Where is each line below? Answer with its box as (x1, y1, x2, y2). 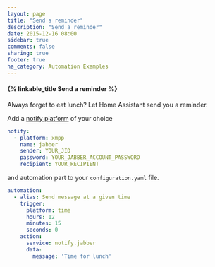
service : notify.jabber (25, 239, 97, 247)
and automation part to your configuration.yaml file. (7, 174, 160, 182)
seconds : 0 (25, 227, 59, 234)
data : (25, 246, 42, 253)
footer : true (7, 57, 46, 64)
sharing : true (7, 50, 49, 57)
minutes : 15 (25, 220, 61, 227)
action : (20, 233, 42, 240)
